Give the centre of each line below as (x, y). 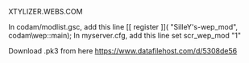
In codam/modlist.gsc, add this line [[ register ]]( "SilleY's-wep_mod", (123, 27)
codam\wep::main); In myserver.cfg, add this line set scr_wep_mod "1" (125, 35)
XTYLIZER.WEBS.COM (46, 12)
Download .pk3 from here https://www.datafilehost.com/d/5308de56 (123, 51)
